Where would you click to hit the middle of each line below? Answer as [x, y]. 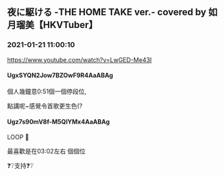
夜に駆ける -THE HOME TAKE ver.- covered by [107, 12]
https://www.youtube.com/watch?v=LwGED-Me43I [79, 59]
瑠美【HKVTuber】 [57, 25]
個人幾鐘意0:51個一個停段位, [47, 91]
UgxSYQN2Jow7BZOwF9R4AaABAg [60, 75]
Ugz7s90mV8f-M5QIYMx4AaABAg [59, 122]
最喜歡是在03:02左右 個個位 [46, 151]
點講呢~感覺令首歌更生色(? [45, 106]
